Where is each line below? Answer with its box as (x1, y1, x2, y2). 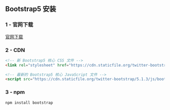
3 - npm (5, 89, 25, 96)
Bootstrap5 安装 (5, 5, 57, 14)
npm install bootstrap (5, 100, 53, 105)
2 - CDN (5, 46, 25, 53)
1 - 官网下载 (5, 21, 33, 28)
